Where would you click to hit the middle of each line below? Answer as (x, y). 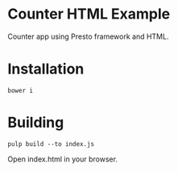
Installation (46, 69)
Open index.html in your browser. (63, 159)
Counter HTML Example (89, 14)
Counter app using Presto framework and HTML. (88, 36)
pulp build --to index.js (51, 144)
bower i (21, 90)
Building (36, 123)
